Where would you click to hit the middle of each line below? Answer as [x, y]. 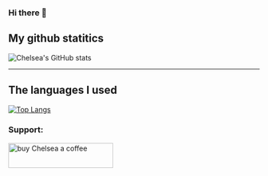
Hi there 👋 [28, 13]
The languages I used [63, 90]
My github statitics [56, 39]
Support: [26, 130]
